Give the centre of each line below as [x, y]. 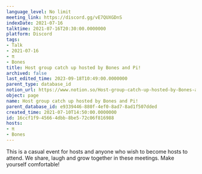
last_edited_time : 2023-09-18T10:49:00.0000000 [67, 79]
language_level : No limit [38, 12]
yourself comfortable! [33, 164]
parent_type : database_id [38, 85]
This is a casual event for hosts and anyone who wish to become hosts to [97, 151]
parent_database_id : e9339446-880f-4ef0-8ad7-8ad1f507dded [82, 106]
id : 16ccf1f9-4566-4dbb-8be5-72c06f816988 [60, 118]
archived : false [26, 73]
